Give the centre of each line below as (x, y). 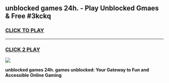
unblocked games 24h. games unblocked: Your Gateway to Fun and (77, 69)
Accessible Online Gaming (33, 75)
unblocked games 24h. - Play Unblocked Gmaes (82, 8)
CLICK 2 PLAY (23, 49)
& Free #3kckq (28, 16)
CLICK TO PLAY (25, 31)
